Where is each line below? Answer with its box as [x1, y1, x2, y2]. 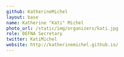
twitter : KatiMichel [6, 36, 58, 42]
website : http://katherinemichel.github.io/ [6, 42, 119, 48]
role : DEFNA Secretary [6, 31, 63, 37]
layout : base [6, 14, 39, 20]
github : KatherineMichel [6, 8, 68, 15]
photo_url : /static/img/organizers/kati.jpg [6, 25, 119, 31]
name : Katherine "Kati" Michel [6, 20, 84, 26]
